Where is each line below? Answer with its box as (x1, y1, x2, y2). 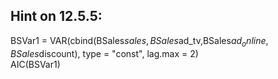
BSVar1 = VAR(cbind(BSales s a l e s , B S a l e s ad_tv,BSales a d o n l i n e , (10, 34, 269, 49)
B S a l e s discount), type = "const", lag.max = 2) (10, 47, 199, 59)
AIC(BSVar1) (10, 58, 61, 70)
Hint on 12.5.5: (10, 8, 103, 25)
